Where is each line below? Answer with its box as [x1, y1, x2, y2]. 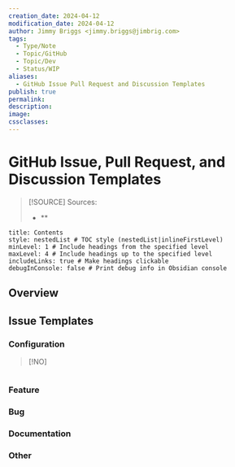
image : [8, 111, 31, 119]
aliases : [8, 72, 38, 81]
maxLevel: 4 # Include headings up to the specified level [8, 250, 213, 258]
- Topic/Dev [15, 58, 57, 66]
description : [8, 103, 53, 111]
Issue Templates [8, 314, 94, 328]
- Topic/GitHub [15, 50, 67, 58]
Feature [8, 384, 40, 395]
